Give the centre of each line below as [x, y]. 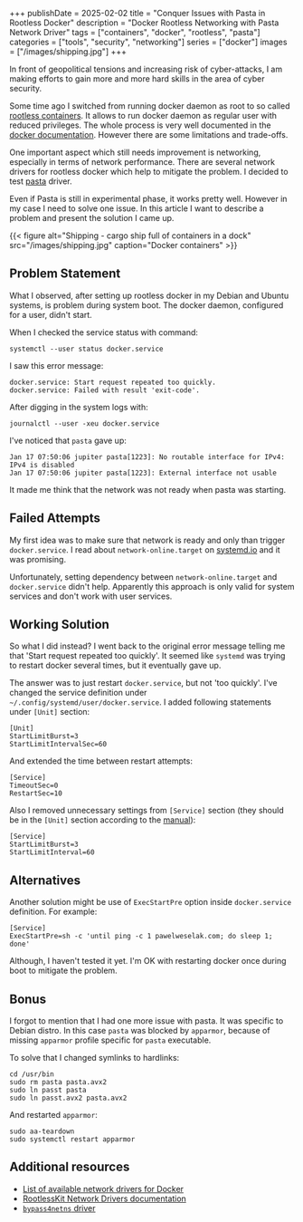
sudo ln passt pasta [48, 1091]
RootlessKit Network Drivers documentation [104, 1198]
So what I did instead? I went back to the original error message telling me [147, 646]
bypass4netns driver [59, 1208]
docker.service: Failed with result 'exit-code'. [105, 390]
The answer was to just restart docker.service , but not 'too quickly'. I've [143, 683]
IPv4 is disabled [42, 465]
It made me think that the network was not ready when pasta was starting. [148, 489]
